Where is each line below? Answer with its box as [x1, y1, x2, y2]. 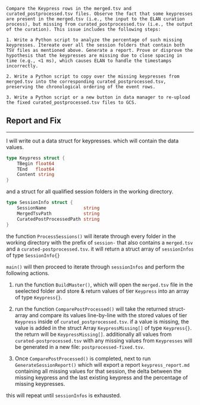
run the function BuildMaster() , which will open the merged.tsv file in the [14, 281, 193, 288]
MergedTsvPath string [17, 211, 100, 217]
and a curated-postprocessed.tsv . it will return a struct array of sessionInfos [6, 245, 194, 252]
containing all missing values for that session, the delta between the [14, 367, 182, 375]
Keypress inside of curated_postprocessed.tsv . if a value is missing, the [14, 318, 189, 325]
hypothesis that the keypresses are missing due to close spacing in [6, 52, 183, 58]
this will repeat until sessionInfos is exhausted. [6, 391, 121, 399]
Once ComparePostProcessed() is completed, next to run [14, 355, 151, 362]
